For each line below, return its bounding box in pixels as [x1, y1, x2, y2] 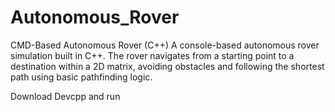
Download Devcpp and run [10, 90, 121, 102]
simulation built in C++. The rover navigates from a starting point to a [10, 49, 295, 61]
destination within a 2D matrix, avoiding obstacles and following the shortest [10, 60, 325, 72]
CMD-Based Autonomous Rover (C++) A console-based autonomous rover [10, 39, 320, 51]
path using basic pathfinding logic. [10, 71, 153, 83]
